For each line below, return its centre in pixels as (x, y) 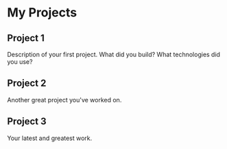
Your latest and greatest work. (50, 138)
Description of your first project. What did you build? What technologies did (114, 54)
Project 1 (26, 38)
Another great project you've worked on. (64, 100)
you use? (20, 62)
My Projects (42, 13)
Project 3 (27, 122)
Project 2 (27, 83)
